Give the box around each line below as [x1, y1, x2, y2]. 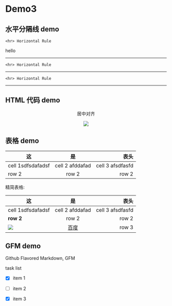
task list [5, 265, 22, 271]
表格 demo [5, 137, 39, 145]
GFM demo [5, 242, 41, 251]
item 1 [12, 275, 26, 281]
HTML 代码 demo [5, 96, 60, 105]
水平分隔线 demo [5, 25, 59, 33]
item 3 [12, 295, 27, 302]
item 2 [12, 285, 27, 292]
